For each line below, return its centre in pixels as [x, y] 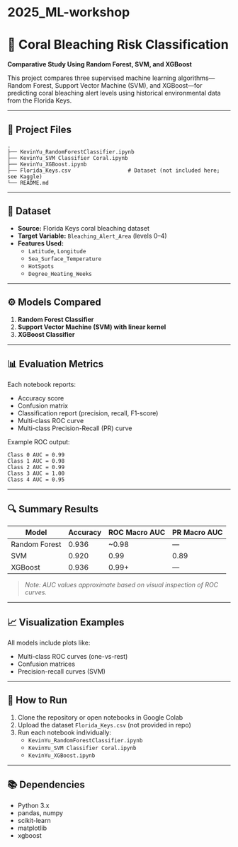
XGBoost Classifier [46, 334]
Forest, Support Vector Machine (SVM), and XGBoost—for [118, 86]
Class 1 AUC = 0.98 [36, 461]
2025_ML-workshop [69, 12]
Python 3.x [33, 805]
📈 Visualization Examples [66, 622]
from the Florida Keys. [40, 100]
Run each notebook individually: [64, 732]
